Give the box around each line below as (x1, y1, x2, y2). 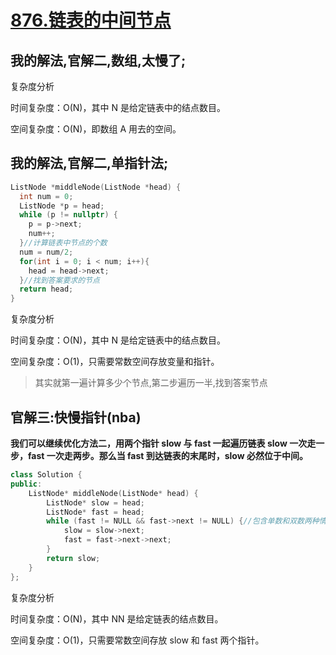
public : (10, 479, 43, 489)
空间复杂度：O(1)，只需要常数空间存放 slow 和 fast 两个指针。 (10, 634, 265, 646)
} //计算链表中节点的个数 (19, 238, 108, 248)
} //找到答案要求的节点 (19, 275, 100, 285)
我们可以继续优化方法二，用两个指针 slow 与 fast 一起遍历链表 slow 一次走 (10, 437, 317, 449)
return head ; (19, 284, 74, 295)
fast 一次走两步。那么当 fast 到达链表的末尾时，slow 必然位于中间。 (27, 450, 308, 461)
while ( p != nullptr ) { (19, 210, 118, 220)
